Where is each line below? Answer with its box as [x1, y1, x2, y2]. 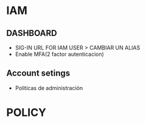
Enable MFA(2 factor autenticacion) [15, 51, 105, 58]
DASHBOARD [6, 28, 57, 38]
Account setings [6, 68, 71, 79]
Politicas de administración [15, 84, 83, 91]
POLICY [6, 106, 47, 119]
